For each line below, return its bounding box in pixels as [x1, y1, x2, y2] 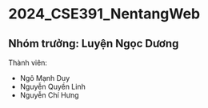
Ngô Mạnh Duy [19, 74, 70, 82]
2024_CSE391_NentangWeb [8, 5, 201, 23]
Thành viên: [8, 58, 48, 67]
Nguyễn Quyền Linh [19, 82, 86, 91]
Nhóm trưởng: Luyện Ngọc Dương [8, 37, 179, 50]
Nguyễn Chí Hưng [19, 90, 79, 100]
